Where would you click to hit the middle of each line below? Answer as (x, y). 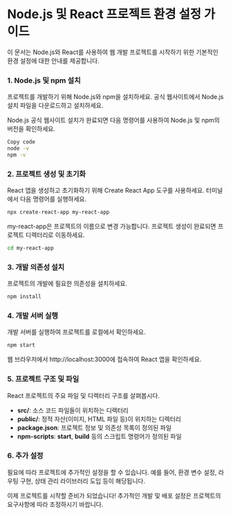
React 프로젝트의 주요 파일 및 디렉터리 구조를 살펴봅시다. (84, 395)
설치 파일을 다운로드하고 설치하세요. (55, 105)
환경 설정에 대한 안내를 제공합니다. (53, 60)
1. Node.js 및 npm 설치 (44, 80)
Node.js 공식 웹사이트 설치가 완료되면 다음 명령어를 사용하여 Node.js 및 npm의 (113, 120)
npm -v (17, 155)
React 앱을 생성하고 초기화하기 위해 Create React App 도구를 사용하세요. (106, 191)
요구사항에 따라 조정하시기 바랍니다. (55, 504)
